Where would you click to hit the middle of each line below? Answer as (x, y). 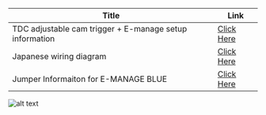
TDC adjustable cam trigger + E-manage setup (100, 29)
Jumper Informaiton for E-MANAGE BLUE (90, 79)
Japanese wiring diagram (59, 56)
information (34, 39)
